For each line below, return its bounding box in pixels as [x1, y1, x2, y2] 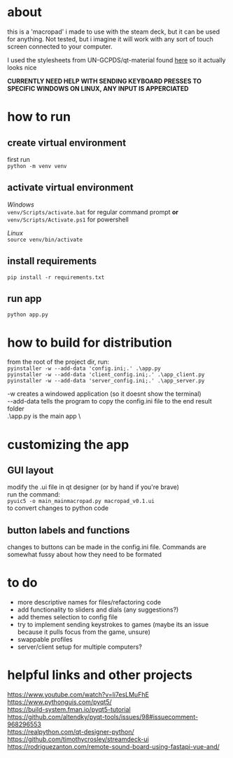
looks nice [7, 63, 37, 71]
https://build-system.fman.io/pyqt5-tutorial [7, 705, 131, 713]
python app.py [7, 311, 49, 319]
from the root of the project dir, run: [7, 358, 110, 366]
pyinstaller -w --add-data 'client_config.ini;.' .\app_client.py [7, 371, 205, 378]
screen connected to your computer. [7, 42, 113, 50]
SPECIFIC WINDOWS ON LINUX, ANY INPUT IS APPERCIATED [7, 84, 189, 92]
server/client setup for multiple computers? [17, 642, 142, 652]
